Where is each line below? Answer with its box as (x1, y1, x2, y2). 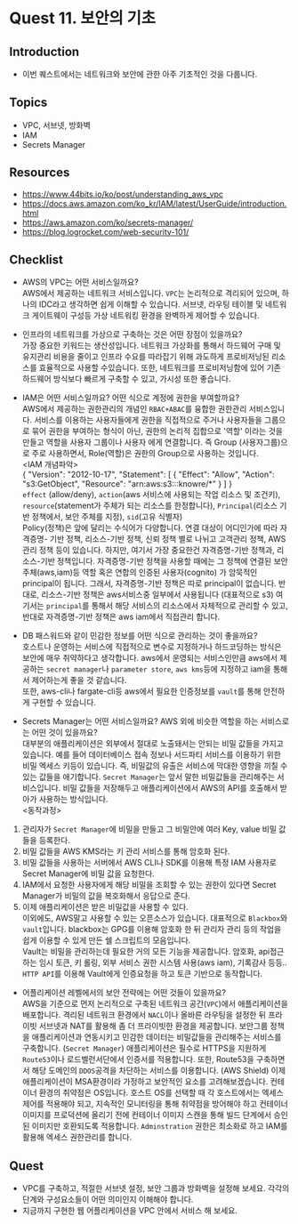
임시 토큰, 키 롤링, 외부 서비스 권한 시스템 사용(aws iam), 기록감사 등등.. (38, 957, 287, 968)
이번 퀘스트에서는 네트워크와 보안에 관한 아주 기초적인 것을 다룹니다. (21, 68, 258, 79)
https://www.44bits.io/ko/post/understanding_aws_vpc (21, 189, 224, 199)
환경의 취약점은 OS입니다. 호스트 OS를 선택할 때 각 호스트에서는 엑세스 (38, 1087, 284, 1099)
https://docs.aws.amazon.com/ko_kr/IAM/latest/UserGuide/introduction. (21, 197, 287, 209)
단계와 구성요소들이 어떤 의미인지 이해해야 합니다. (21, 1194, 194, 1205)
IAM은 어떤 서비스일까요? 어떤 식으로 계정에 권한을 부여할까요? (21, 392, 240, 403)
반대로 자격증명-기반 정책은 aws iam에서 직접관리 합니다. (21, 611, 221, 623)
